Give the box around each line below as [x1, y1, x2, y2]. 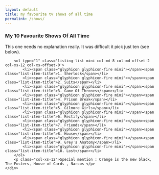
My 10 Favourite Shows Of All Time [5, 32, 90, 39]
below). [5, 49, 21, 54]
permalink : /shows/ [5, 16, 45, 21]
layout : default [5, 7, 38, 12]
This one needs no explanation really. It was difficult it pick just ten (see [5, 44, 149, 50]
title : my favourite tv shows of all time [5, 12, 93, 17]
